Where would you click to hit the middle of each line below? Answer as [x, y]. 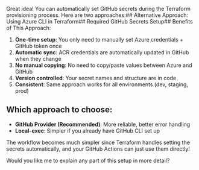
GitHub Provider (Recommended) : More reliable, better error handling [103, 124]
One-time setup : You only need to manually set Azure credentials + [99, 39]
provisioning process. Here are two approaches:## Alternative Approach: [97, 15]
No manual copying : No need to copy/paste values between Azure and [103, 65]
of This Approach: [29, 28]
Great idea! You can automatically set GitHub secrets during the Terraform [99, 9]
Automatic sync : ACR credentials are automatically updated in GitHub [102, 52]
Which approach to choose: [59, 110]
